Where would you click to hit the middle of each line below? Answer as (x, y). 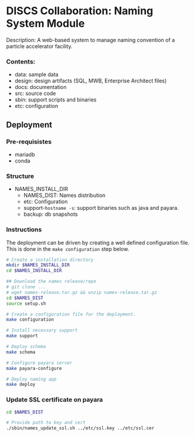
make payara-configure (34, 368)
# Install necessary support (42, 330)
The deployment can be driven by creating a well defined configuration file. (98, 243)
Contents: (21, 62)
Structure (20, 176)
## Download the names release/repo (51, 282)
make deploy (21, 385)
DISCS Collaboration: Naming (80, 11)
